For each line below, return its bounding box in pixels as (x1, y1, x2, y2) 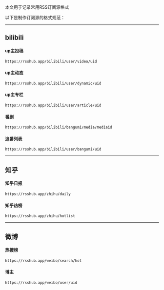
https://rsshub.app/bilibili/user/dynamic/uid (5, 81, 102, 86)
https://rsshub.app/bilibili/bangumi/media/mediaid (5, 125, 112, 130)
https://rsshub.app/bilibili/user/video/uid (5, 59, 97, 64)
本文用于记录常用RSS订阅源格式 (5, 4, 69, 10)
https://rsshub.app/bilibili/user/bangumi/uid (5, 147, 102, 152)
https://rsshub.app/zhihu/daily (5, 192, 71, 196)
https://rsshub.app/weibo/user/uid (5, 280, 78, 285)
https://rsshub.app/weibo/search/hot (5, 258, 82, 263)
